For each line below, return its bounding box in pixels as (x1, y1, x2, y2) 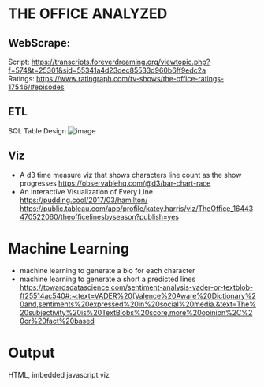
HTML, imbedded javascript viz (8, 370, 110, 379)
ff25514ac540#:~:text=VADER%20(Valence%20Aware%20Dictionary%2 (19, 291, 256, 300)
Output (8, 344, 55, 362)
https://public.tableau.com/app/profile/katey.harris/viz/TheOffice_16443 (19, 203, 254, 213)
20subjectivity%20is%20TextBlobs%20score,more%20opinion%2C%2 (19, 307, 253, 317)
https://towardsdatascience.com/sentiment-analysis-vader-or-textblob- (19, 282, 254, 292)
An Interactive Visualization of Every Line (19, 186, 154, 196)
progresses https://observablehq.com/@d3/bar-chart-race (19, 178, 211, 188)
